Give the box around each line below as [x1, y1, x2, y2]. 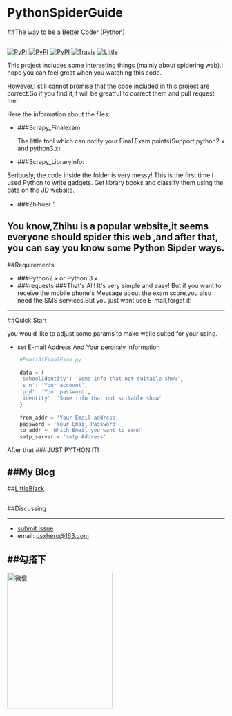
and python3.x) [17, 144, 61, 152]
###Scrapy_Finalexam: [17, 123, 83, 132]
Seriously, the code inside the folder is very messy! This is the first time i [7, 171, 214, 179]
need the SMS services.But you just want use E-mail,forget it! [17, 296, 192, 304]
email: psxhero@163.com [17, 532, 90, 540]
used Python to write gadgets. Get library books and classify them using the [7, 178, 224, 186]
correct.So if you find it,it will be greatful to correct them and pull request [7, 89, 215, 98]
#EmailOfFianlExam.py [19, 356, 81, 363]
